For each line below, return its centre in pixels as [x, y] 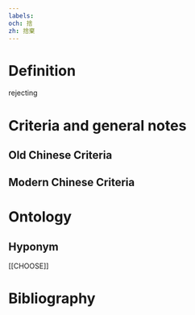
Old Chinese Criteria [60, 155]
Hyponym [33, 247]
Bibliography [52, 298]
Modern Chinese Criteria [72, 182]
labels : [21, 16]
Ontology [40, 217]
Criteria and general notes [97, 125]
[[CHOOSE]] [29, 266]
